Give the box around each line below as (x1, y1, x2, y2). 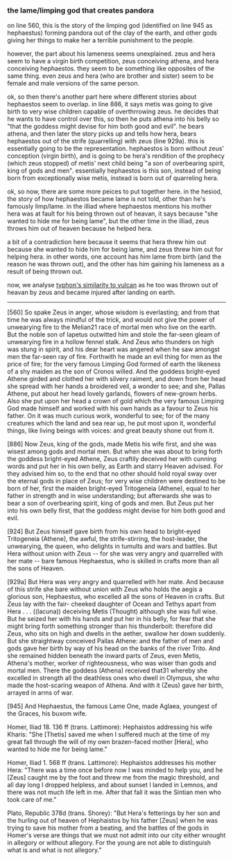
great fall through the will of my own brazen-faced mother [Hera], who (7, 738, 209, 746)
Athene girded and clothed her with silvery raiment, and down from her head (7, 375, 226, 383)
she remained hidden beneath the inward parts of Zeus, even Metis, (7, 652, 201, 660)
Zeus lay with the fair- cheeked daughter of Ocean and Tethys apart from (7, 600, 216, 609)
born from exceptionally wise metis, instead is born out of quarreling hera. (7, 174, 219, 182)
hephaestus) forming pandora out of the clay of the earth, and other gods (7, 29, 217, 37)
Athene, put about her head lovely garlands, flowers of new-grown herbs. (7, 389, 217, 398)
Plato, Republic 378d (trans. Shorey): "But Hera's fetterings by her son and (7, 809, 221, 817)
